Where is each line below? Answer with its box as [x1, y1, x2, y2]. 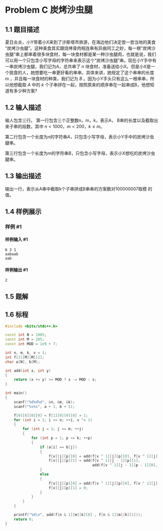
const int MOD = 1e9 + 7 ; [5, 341, 57, 346]
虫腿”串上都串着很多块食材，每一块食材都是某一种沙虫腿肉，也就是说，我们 [5, 52, 157, 57]
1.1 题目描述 [5, 25, 40, 34]
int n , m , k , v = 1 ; [5, 350, 47, 356]
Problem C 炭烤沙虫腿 [5, 4, 93, 16]
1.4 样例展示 [5, 208, 42, 216]
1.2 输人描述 [5, 103, 41, 112]
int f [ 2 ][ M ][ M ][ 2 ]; [5, 355, 45, 360]
